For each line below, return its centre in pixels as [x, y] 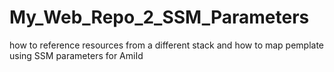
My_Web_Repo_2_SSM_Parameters [159, 17]
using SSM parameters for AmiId [76, 55]
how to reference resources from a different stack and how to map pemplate [167, 45]
